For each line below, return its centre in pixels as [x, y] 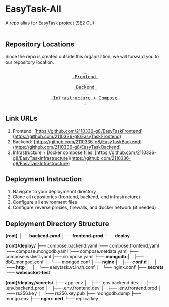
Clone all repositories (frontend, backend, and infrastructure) [76, 197]
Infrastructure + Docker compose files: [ [55, 152]
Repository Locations [40, 44]
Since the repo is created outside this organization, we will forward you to [82, 56]
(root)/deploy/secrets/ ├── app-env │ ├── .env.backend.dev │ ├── [80, 283]
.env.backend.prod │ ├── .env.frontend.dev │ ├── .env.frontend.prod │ [83, 288]
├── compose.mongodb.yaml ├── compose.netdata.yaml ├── [72, 251]
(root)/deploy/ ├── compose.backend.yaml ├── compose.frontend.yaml [82, 246]
